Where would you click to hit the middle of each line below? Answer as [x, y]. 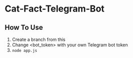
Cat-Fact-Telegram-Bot [55, 9]
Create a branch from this [39, 39]
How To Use [24, 27]
